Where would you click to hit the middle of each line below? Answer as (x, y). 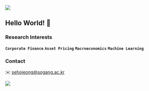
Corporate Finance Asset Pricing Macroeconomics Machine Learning (74, 48)
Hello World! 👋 (28, 23)
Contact (15, 61)
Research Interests (29, 37)
